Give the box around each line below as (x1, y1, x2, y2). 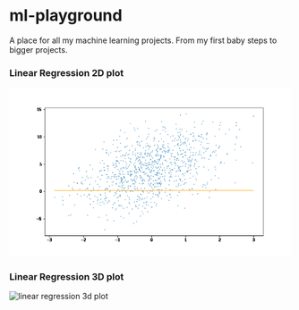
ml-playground (9, 5, 123, 26)
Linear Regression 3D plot (9, 270, 124, 282)
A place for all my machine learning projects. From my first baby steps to (9, 35, 278, 46)
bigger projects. (9, 44, 68, 54)
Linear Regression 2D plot (9, 66, 124, 79)
